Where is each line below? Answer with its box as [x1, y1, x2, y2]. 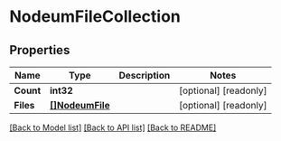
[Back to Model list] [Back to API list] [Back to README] [9, 122, 217, 133]
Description [118, 70, 171, 81]
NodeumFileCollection [9, 6, 181, 27]
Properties [9, 42, 70, 58]
